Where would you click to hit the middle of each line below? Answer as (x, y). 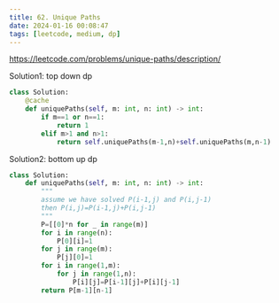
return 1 (73, 125)
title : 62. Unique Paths (55, 17)
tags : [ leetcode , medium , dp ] (65, 34)
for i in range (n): (77, 233)
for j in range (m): (77, 249)
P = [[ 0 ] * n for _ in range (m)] (95, 224)
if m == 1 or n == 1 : (73, 117)
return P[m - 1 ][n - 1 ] (77, 290)
